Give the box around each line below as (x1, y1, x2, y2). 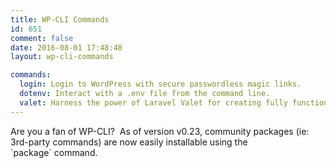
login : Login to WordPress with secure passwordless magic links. (19, 79, 302, 90)
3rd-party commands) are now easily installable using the (10, 136, 248, 148)
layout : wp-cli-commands (10, 52, 114, 62)
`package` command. (10, 146, 98, 158)
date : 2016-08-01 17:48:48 (10, 42, 123, 53)
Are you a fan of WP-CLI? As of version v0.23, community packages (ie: (10, 125, 310, 137)
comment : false (10, 33, 74, 43)
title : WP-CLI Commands (10, 14, 110, 25)
